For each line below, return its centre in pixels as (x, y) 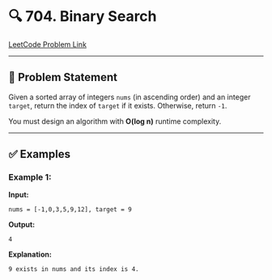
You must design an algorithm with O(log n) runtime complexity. (115, 121)
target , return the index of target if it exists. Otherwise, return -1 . (118, 105)
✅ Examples (40, 154)
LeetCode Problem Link (48, 44)
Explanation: (30, 255)
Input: (19, 195)
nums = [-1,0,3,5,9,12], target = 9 (70, 210)
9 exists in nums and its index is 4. (74, 269)
